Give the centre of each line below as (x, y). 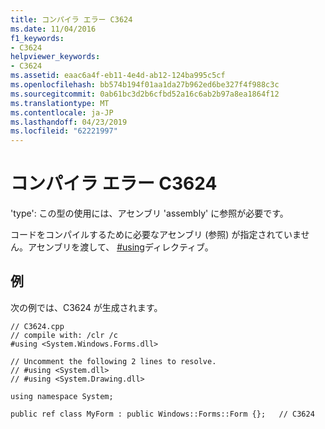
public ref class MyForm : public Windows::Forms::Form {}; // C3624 (162, 414)
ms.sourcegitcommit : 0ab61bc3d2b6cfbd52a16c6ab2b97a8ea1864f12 (145, 94)
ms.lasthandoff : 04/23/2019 (69, 122)
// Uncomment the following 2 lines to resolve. (113, 361)
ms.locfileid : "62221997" (64, 131)
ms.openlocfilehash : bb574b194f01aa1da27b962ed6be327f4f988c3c (145, 85)
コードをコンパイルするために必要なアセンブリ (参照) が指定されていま (156, 235)
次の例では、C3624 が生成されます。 (86, 307)
